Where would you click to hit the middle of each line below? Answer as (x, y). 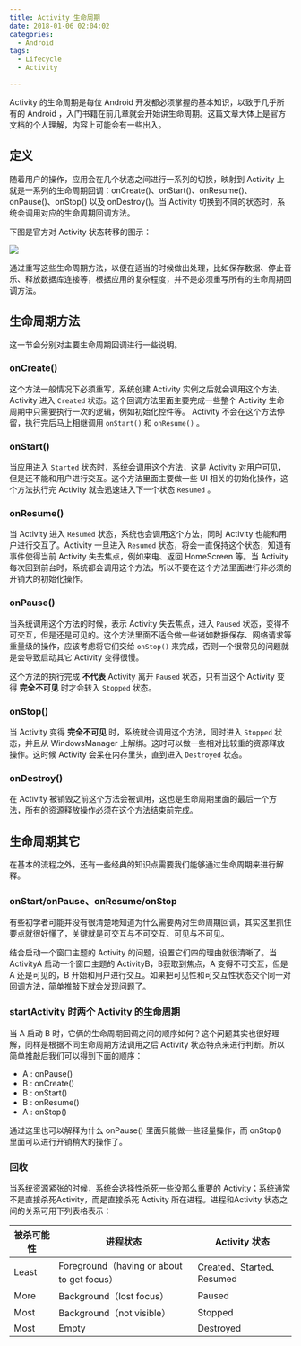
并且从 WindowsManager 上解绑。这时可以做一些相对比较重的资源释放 (155, 743)
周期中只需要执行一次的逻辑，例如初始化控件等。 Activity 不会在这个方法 (143, 411)
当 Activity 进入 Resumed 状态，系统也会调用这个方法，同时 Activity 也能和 (144, 534)
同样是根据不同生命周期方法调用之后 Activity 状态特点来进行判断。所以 (155, 1044)
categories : (31, 34)
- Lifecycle (40, 59)
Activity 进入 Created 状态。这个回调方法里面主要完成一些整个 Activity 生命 (147, 400)
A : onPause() (47, 1073)
